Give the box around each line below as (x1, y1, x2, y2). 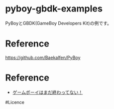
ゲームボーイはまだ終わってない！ (12, 89, 83, 95)
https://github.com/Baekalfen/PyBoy (5, 54, 81, 60)
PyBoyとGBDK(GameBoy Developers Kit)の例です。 (5, 20, 112, 26)
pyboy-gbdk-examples (5, 3, 103, 14)
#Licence (5, 99, 25, 105)
